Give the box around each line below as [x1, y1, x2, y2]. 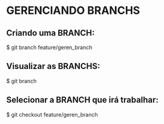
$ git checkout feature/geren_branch [6, 111, 98, 118]
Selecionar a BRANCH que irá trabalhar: [6, 95, 159, 105]
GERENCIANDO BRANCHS [6, 4, 140, 18]
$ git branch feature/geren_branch [6, 44, 93, 51]
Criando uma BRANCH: [6, 28, 95, 38]
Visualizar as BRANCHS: [6, 61, 100, 71]
